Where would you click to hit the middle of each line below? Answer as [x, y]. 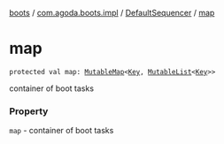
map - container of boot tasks [62, 131]
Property [29, 111]
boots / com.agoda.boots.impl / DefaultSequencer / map [112, 13]
